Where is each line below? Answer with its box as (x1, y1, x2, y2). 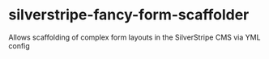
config (8, 40, 30, 50)
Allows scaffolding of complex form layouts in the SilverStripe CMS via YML (8, 32, 261, 42)
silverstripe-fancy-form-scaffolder (8, 6, 250, 24)
